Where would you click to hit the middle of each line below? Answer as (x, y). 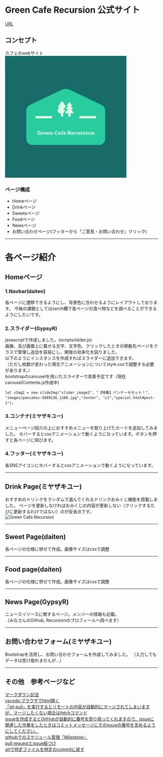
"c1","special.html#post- (129, 398)
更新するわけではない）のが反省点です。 (54, 511)
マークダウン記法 (22, 694)
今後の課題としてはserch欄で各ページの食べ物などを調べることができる (86, 308)
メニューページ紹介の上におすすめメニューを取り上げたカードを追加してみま (81, 428)
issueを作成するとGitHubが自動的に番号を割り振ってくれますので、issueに (80, 719)
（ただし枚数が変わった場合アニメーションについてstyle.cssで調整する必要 (80, 364)
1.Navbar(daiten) (25, 291)
